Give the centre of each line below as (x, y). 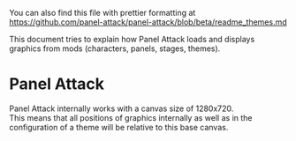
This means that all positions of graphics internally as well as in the (131, 117)
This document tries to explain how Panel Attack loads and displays (132, 39)
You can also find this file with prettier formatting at (102, 13)
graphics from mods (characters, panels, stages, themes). (115, 48)
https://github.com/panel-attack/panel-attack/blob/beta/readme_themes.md (148, 22)
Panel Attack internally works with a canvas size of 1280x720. (121, 108)
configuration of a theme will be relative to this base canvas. (119, 127)
